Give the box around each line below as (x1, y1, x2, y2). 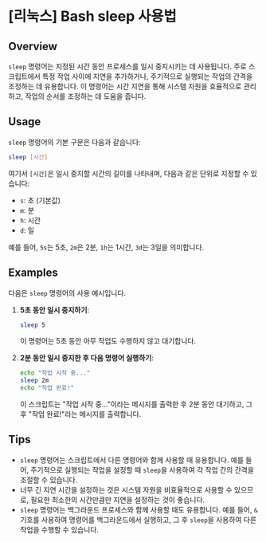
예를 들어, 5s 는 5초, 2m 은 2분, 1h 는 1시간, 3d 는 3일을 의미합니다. (8, 242, 205, 252)
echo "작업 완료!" (19, 384, 75, 392)
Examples (8, 266, 58, 280)
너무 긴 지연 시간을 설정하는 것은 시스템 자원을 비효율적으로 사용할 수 (19, 485, 233, 494)
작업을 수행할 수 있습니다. (19, 524, 100, 534)
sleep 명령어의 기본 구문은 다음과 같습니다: (8, 137, 141, 147)
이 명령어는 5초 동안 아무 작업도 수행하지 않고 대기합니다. (19, 336, 197, 346)
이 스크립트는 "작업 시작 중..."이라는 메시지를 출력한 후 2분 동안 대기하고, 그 (19, 399, 253, 409)
